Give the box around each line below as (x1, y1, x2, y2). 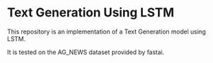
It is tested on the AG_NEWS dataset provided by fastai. (7, 48, 165, 56)
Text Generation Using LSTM (7, 5, 175, 21)
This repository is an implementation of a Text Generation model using (7, 27, 206, 36)
